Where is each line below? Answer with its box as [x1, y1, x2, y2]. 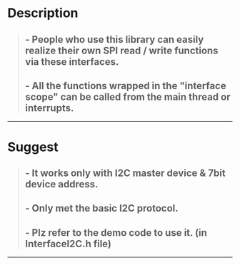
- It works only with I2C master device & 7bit [24, 167, 226, 179]
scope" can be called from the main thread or [24, 90, 231, 103]
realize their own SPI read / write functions [24, 44, 219, 56]
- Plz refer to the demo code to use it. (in [24, 227, 207, 239]
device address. [24, 178, 99, 190]
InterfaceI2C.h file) [24, 237, 112, 250]
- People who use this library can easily [24, 33, 204, 46]
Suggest [7, 139, 59, 155]
